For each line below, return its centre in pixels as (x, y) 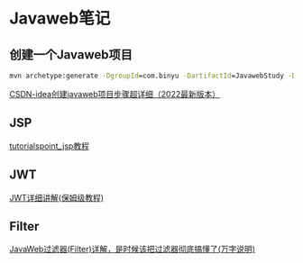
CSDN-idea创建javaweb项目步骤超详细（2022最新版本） (115, 94)
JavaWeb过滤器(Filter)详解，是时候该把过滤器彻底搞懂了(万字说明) (132, 249)
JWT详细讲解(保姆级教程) (57, 197)
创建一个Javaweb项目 (71, 54)
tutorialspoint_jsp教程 (50, 146)
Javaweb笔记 (60, 18)
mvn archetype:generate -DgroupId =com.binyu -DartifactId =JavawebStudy (147, 76)
